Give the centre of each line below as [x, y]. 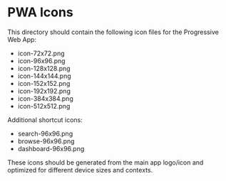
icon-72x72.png [41, 53]
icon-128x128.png [44, 68]
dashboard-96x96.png [51, 148]
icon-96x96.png [41, 60]
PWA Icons [40, 12]
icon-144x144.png [44, 76]
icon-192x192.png [44, 91]
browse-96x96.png [46, 141]
